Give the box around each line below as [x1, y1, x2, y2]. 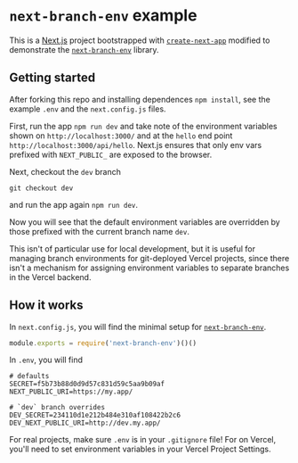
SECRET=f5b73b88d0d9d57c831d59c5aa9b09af [9, 380, 165, 389]
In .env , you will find [9, 354, 83, 366]
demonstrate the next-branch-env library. [9, 44, 159, 54]
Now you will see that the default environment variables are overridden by [9, 216, 280, 227]
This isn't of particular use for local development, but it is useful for [9, 243, 256, 254]
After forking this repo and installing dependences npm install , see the [9, 94, 271, 104]
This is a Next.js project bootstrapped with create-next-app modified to [9, 35, 270, 45]
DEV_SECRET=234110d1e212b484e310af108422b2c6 [9, 411, 181, 420]
